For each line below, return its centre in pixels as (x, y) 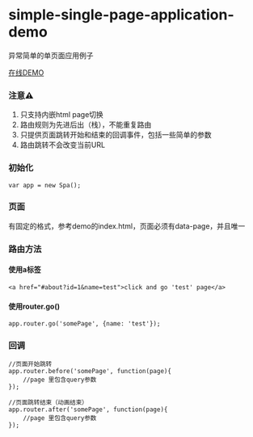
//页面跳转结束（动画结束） (48, 403)
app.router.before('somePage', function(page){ (90, 372)
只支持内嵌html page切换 (61, 115)
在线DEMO (26, 72)
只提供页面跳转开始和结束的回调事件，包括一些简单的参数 (116, 135)
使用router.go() (34, 306)
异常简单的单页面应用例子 (51, 55)
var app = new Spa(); (45, 185)
